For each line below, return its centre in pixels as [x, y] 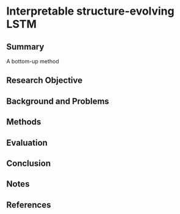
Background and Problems [58, 101]
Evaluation [27, 142]
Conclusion [29, 163]
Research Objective [45, 80]
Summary [25, 47]
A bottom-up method [33, 61]
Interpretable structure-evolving [91, 11]
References [29, 205]
